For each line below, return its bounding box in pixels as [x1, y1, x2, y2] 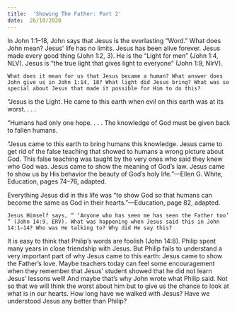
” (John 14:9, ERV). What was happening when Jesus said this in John [7, 218, 220, 225]
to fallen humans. [7, 126, 58, 134]
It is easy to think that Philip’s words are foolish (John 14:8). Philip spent [7, 236, 216, 245]
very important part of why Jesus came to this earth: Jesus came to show [7, 251, 223, 260]
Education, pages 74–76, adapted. [7, 177, 107, 186]
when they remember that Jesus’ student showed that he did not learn [7, 266, 212, 275]
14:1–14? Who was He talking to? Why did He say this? [7, 224, 173, 232]
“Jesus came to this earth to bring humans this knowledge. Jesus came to [7, 139, 223, 148]
